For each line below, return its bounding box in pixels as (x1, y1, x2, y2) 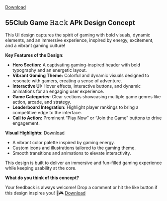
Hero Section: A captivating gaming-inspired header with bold (12, 62, 141, 68)
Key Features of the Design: (5, 52, 64, 58)
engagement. (12, 120, 40, 126)
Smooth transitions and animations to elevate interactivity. (12, 150, 131, 156)
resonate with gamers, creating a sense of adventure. (12, 77, 122, 84)
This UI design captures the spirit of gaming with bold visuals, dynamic (5, 32, 151, 38)
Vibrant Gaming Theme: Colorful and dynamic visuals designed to (12, 72, 149, 78)
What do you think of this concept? (5, 175, 80, 181)
